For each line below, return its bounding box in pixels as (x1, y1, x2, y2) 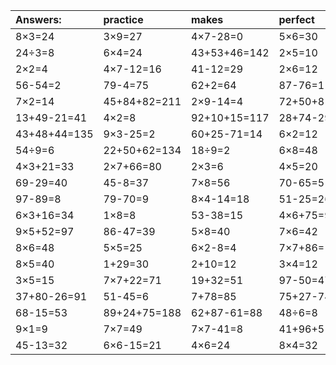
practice (103, 13, 144, 26)
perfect (278, 13, 315, 26)
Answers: (15, 13, 62, 26)
